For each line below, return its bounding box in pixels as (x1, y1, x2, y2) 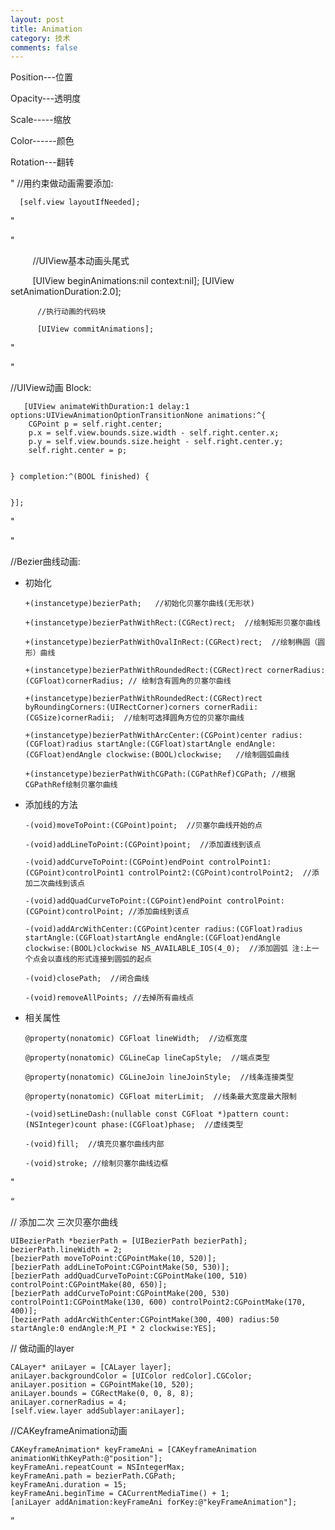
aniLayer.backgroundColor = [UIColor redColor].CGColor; (10, 1371, 253, 1381)
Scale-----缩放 (10, 114, 72, 126)
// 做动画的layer (10, 1342, 75, 1355)
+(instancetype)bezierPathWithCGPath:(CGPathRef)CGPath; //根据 (24, 769, 296, 780)
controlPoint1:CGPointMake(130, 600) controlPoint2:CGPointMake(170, (10, 1297, 307, 1308)
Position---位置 (10, 71, 73, 83)
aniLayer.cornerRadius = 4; (10, 1397, 128, 1408)
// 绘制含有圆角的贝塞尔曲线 (128, 676, 232, 686)
